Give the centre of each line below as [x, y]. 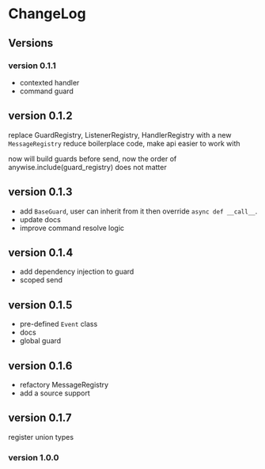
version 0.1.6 [40, 366]
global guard [40, 341]
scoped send [41, 280]
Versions [31, 43]
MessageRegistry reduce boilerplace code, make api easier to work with [124, 143]
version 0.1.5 [40, 305]
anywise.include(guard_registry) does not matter [88, 167]
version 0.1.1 [32, 66]
